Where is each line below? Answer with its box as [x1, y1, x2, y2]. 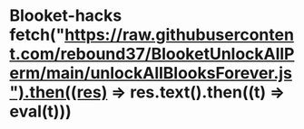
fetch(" [9, 24, 65, 45]
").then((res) [9, 82, 108, 103]
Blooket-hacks [9, 5, 123, 26]
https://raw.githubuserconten [64, 24, 295, 45]
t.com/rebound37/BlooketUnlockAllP [9, 44, 295, 64]
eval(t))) [9, 101, 73, 122]
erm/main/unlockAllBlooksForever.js [9, 63, 293, 84]
